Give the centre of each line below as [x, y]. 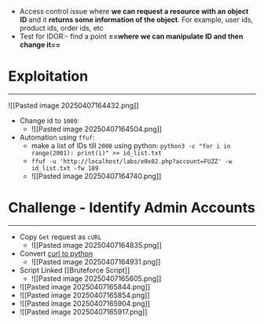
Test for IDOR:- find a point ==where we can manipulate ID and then [131, 36]
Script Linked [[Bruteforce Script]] [75, 270]
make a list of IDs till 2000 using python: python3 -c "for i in [131, 145]
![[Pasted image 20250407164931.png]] [96, 261]
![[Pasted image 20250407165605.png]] [96, 278]
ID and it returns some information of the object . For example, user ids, [136, 20]
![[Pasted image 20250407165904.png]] [85, 303]
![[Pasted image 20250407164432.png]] [73, 105]
